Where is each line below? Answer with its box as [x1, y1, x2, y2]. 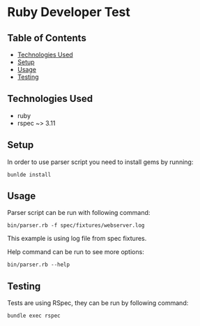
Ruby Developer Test [7, 4, 131, 20]
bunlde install [7, 171, 52, 178]
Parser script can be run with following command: [7, 209, 151, 217]
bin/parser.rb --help [7, 261, 70, 269]
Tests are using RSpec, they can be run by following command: [7, 299, 189, 307]
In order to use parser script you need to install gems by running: [7, 158, 194, 166]
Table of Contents [7, 32, 87, 44]
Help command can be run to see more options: [7, 248, 144, 256]
